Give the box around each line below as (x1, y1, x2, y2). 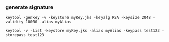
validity (5, 19, 24, 25)
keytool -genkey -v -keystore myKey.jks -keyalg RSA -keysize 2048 (5, 15, 151, 20)
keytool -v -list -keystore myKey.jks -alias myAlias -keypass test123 (5, 28, 160, 33)
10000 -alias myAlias (25, 19, 72, 25)
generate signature (5, 4, 54, 11)
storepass (5, 33, 26, 38)
